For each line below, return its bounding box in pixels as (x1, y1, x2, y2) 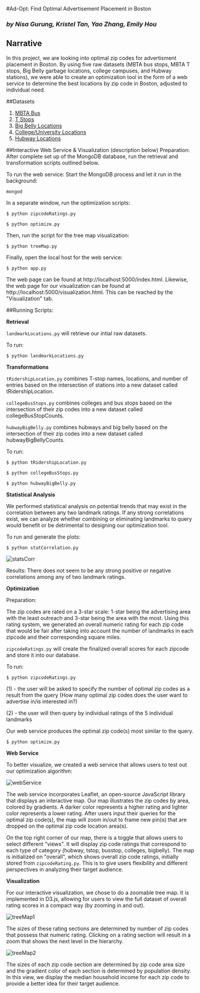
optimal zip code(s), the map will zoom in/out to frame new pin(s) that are (6, 816, 187, 823)
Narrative (6, 38, 42, 48)
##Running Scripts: (6, 306, 54, 314)
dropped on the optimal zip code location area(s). (6, 822, 128, 830)
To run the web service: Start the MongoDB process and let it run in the (6, 171, 182, 178)
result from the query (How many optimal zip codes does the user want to (6, 691, 188, 699)
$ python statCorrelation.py (6, 545, 79, 551)
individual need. (6, 86, 46, 93)
